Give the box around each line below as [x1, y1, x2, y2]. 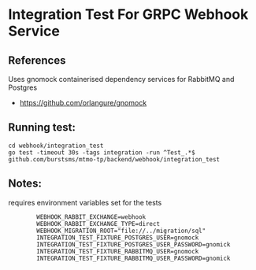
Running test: [8, 120, 76, 135]
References [8, 54, 66, 67]
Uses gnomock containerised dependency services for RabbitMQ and [8, 75, 235, 83]
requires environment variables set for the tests [8, 198, 162, 207]
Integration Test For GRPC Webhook [8, 6, 249, 24]
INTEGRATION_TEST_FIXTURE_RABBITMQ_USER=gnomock [36, 247, 199, 255]
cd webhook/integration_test [8, 142, 104, 150]
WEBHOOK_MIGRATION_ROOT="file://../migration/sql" [36, 227, 206, 235]
